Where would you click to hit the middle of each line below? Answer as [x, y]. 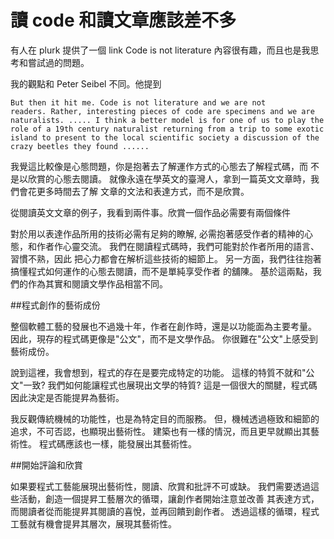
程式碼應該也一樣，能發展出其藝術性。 [117, 443]
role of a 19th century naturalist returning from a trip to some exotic [167, 129]
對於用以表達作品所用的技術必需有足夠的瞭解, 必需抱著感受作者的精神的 [157, 233]
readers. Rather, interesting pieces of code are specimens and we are [162, 111]
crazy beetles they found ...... [80, 146]
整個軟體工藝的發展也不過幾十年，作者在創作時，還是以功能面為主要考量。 [163, 326]
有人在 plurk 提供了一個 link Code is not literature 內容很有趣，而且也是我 [160, 50]
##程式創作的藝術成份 [55, 305]
